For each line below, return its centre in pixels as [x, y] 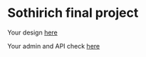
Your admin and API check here [54, 46]
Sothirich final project [73, 13]
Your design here [33, 32]
